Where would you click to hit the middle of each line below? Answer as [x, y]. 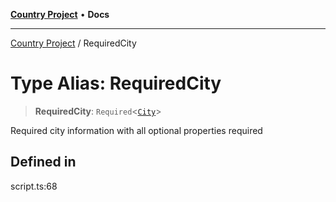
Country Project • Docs [60, 14]
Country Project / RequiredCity [73, 43]
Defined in [43, 162]
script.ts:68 [34, 186]
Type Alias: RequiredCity [116, 83]
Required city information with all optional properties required [136, 130]
